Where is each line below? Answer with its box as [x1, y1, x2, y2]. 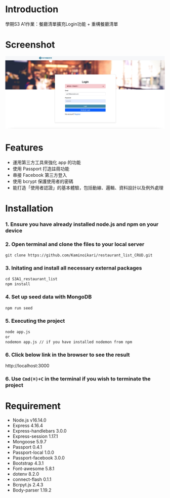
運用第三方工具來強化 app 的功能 [12, 159, 81, 165]
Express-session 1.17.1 [12, 433, 58, 439]
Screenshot [5, 39, 55, 51]
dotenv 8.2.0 [12, 471, 39, 477]
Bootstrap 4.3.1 [12, 460, 44, 467]
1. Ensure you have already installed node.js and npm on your [5, 220, 159, 227]
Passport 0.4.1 [12, 444, 42, 450]
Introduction [5, 4, 59, 15]
